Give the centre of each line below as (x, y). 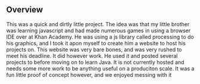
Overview (25, 10)
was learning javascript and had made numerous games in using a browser (99, 30)
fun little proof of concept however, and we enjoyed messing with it (89, 74)
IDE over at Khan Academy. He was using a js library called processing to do (100, 37)
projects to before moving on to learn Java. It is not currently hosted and (95, 62)
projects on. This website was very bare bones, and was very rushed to (94, 49)
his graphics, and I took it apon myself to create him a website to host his (96, 43)
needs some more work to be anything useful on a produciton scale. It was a (100, 69)
